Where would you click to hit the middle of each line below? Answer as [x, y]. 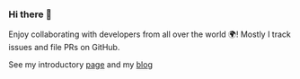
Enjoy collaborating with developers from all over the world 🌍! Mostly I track [150, 34]
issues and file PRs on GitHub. [64, 48]
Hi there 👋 [31, 14]
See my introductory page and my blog [81, 65]
